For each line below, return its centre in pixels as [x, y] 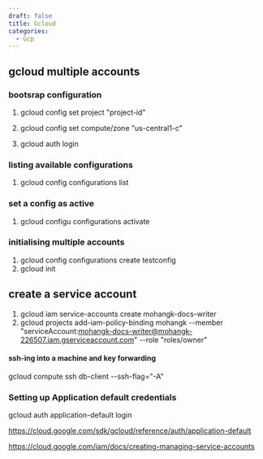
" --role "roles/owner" [170, 340]
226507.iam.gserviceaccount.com [77, 340]
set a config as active [52, 204]
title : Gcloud [32, 24]
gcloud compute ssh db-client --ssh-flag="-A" [86, 376]
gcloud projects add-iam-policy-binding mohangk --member [121, 323]
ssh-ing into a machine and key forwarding [82, 358]
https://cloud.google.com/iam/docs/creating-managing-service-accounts [131, 447]
